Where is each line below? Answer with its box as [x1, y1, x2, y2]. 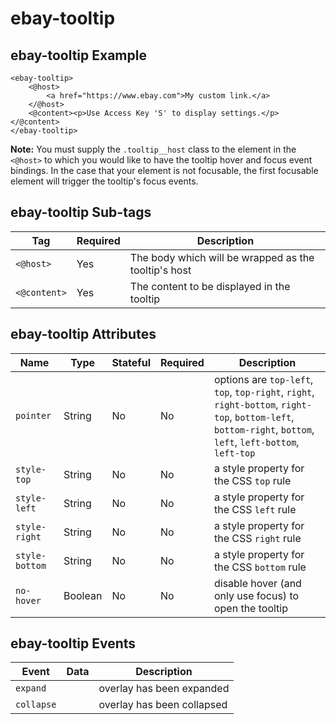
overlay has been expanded [98, 682, 230, 696]
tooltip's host [129, 263, 192, 277]
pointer [15, 410, 52, 421]
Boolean [63, 588, 103, 602]
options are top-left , [213, 372, 314, 386]
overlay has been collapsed [98, 698, 228, 712]
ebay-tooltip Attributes [10, 326, 157, 343]
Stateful [111, 355, 151, 369]
